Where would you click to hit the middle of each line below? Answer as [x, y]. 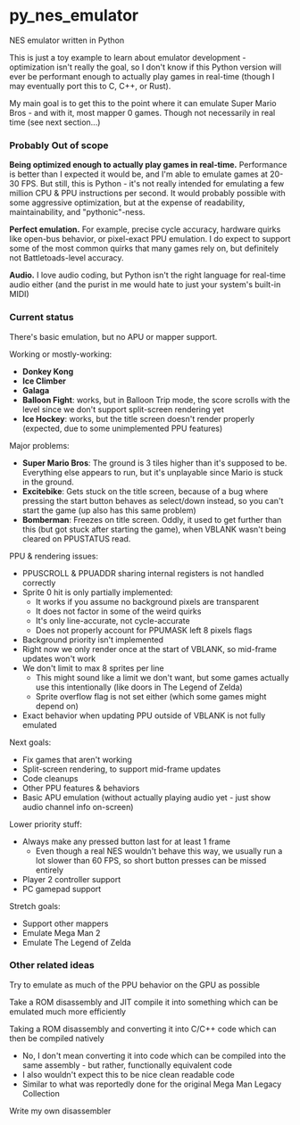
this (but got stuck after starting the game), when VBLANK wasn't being [154, 529]
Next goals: [30, 742]
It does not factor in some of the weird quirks [118, 611]
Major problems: [39, 445]
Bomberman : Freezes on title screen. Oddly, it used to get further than [152, 519]
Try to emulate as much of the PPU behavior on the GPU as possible [135, 984]
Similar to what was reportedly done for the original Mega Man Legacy [152, 1084]
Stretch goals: [35, 906]
